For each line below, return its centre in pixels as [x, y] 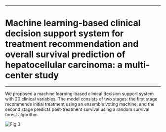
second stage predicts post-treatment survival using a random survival [77, 109]
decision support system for [64, 34]
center [19, 76]
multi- [137, 65]
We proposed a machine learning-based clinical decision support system [80, 94]
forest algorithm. [22, 114]
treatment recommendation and [72, 44]
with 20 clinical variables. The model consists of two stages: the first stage [81, 99]
